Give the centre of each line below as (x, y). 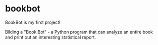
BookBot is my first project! (33, 22)
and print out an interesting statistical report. (51, 37)
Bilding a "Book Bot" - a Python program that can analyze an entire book (79, 32)
